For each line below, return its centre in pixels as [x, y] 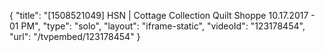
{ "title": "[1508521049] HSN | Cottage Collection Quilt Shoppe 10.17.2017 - [162, 15]
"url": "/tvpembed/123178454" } [75, 36]
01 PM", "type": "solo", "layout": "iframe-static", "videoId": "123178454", [157, 26]
